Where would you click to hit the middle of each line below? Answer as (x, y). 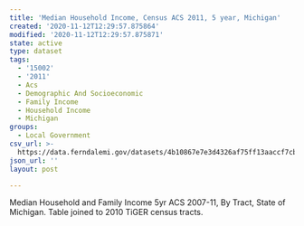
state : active (36, 43)
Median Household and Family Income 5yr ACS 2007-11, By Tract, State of (148, 202)
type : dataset (36, 52)
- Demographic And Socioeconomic (81, 93)
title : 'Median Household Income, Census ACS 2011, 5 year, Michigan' (145, 18)
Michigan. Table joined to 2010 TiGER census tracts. (106, 212)
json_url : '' (34, 160)
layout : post (34, 169)
